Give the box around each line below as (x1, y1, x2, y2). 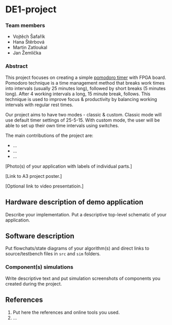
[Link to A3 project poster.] (5, 173, 62, 179)
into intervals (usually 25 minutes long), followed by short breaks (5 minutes (5, 85, 166, 91)
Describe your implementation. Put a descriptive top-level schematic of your (5, 211, 167, 217)
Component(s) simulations (5, 263, 73, 271)
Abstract (5, 63, 28, 70)
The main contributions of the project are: (5, 132, 93, 138)
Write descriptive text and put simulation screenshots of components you (5, 275, 161, 281)
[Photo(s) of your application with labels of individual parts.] (5, 163, 132, 169)
